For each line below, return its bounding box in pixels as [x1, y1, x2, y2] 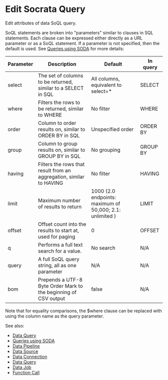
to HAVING [37, 179, 63, 186]
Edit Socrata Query [5, 3, 86, 15]
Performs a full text [37, 241, 83, 248]
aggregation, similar [37, 173, 85, 180]
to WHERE [37, 111, 62, 118]
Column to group [37, 140, 77, 147]
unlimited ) [90, 212, 116, 219]
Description [47, 60, 76, 67]
